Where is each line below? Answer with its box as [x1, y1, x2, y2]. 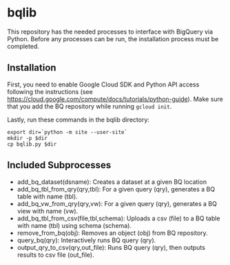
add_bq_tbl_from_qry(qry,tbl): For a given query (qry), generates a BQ [17, 185, 216, 193]
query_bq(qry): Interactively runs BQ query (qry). [17, 235, 156, 244]
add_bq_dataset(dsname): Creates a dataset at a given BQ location [17, 177, 207, 186]
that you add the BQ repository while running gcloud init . [7, 102, 172, 111]
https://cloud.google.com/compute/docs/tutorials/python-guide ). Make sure [7, 95, 224, 103]
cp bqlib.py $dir [7, 141, 57, 148]
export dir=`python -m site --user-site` [7, 128, 128, 135]
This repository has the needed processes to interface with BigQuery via [7, 27, 213, 36]
